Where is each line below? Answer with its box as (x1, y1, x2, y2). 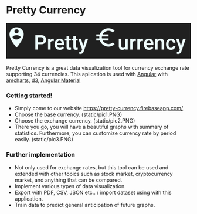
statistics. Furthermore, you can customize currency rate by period (14, 130, 176, 137)
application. (14, 195, 43, 202)
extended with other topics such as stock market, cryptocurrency (14, 170, 173, 177)
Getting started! (6, 91, 53, 100)
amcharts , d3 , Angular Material (6, 77, 81, 84)
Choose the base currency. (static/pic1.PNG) (14, 111, 123, 118)
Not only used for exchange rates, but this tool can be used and (14, 164, 169, 171)
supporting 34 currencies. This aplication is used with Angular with (6, 70, 168, 77)
